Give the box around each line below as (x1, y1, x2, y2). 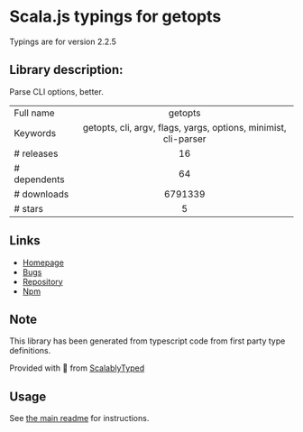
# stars (14, 202, 43, 215)
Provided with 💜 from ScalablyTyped (9, 363, 145, 373)
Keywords (14, 126, 57, 139)
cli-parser (162, 133, 207, 145)
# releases (14, 147, 59, 160)
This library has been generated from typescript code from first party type (9, 335, 286, 346)
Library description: (9, 62, 124, 78)
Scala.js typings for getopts (9, 6, 222, 27)
